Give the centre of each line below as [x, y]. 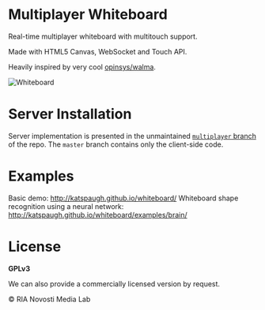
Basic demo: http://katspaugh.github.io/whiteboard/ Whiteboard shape [123, 198]
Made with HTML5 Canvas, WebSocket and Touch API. [98, 51]
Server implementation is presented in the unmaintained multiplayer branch [132, 136]
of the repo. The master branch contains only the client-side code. [116, 144]
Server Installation [70, 114]
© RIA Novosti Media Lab [49, 299]
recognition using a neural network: [66, 206]
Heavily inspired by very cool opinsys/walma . [82, 67]
